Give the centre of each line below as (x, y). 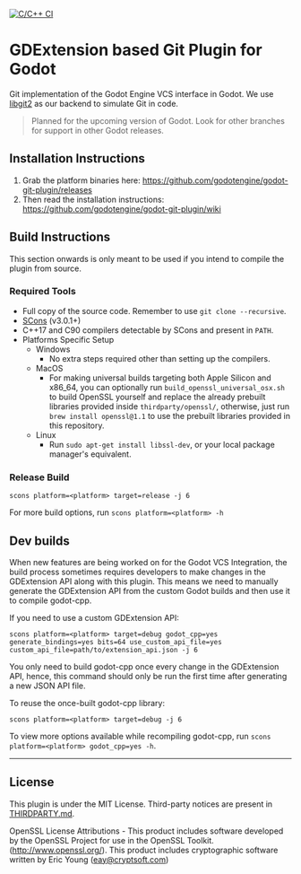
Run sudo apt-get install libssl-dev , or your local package (162, 444)
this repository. (77, 425)
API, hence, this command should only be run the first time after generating (148, 676)
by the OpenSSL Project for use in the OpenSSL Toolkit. (112, 840)
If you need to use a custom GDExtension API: (94, 617)
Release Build (39, 477)
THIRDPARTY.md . (42, 813)
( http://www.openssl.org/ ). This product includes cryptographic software (144, 850)
